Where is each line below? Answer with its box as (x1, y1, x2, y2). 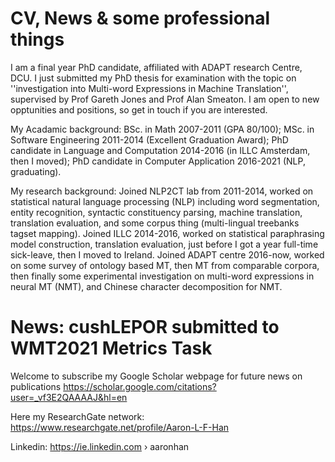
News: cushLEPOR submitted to (10, 316, 280, 339)
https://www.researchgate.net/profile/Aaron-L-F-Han (10, 421, 230, 433)
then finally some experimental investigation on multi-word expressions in (10, 270, 315, 282)
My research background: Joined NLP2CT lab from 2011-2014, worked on (10, 185, 314, 197)
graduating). (10, 165, 62, 177)
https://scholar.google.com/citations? (63, 380, 217, 392)
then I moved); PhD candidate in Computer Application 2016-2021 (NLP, (10, 155, 306, 167)
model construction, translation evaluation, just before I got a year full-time (10, 238, 319, 250)
